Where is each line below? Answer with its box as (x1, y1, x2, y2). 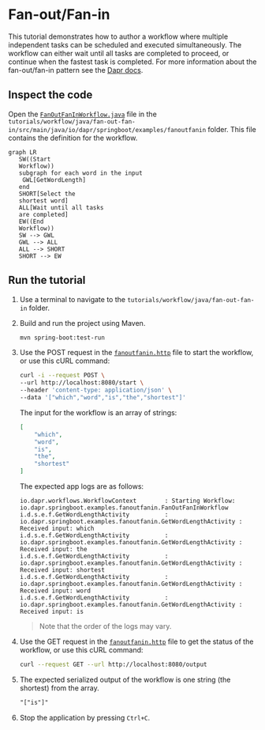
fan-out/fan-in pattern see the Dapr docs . (8, 65, 144, 74)
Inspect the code (8, 89, 93, 102)
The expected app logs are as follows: (19, 482, 144, 491)
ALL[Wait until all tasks (18, 203, 104, 211)
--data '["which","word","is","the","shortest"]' (19, 394, 187, 402)
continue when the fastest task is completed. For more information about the (8, 57, 258, 66)
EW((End (18, 217, 44, 225)
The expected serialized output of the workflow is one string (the (19, 675, 231, 684)
